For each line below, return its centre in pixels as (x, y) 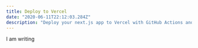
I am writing (20, 39)
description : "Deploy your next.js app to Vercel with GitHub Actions (95, 22)
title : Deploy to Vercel (37, 11)
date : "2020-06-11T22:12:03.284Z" (49, 17)
